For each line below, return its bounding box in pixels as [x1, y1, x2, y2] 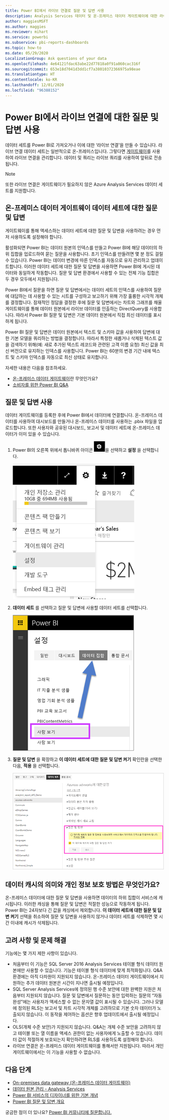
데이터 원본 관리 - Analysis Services [12, 1086, 85, 1092]
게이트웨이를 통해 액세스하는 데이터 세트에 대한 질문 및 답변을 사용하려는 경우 [5, 227, 156, 234]
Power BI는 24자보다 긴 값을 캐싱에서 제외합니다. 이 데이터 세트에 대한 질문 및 [5, 907, 157, 914]
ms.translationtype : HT [5, 72, 55, 77]
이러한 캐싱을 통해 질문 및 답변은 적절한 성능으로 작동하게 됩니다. [24, 901, 150, 907]
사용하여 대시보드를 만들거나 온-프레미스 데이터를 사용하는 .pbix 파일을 [18, 418, 157, 425]
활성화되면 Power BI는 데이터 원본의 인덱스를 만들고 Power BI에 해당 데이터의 [5, 244, 157, 250]
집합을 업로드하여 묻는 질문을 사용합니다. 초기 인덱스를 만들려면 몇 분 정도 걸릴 [10, 251, 163, 257]
